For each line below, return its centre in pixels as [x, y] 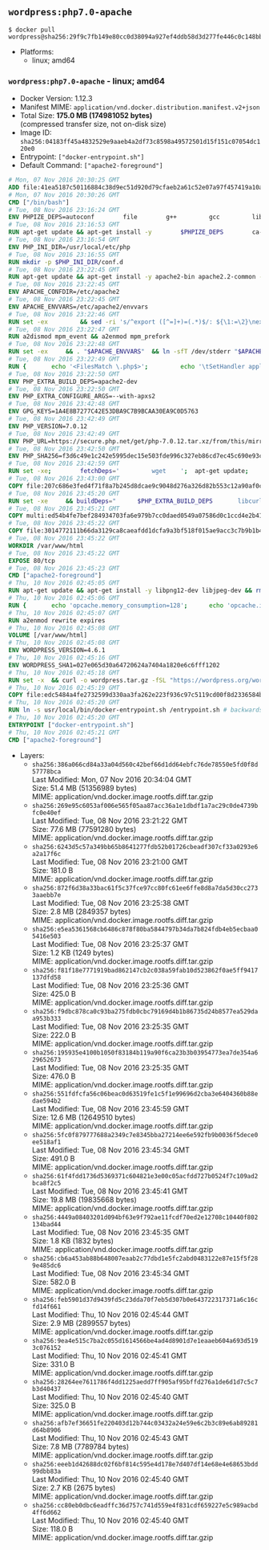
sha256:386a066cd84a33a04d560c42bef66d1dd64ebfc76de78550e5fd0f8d [145, 765]
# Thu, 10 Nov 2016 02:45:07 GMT [64, 613]
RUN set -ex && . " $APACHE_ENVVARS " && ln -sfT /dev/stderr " [123, 352]
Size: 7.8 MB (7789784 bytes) [80, 1446]
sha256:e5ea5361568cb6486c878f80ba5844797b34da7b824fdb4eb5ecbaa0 [145, 929]
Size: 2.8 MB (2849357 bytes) [81, 912]
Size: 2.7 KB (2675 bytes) [74, 1487]
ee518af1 [46, 1142]
